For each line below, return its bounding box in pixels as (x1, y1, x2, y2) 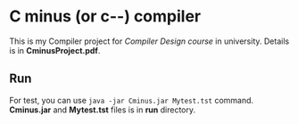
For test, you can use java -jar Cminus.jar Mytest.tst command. (9, 95, 254, 105)
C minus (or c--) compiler (9, 6, 202, 27)
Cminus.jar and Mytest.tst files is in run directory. (9, 104, 196, 115)
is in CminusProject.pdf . (9, 45, 101, 55)
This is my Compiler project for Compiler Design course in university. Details (9, 36, 290, 46)
